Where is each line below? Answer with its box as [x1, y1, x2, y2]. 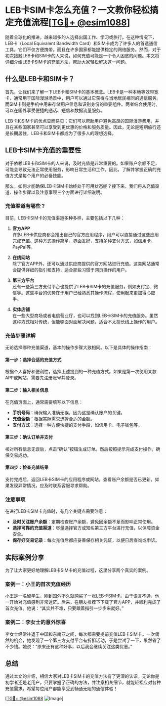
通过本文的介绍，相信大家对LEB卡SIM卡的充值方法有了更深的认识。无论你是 [5, 673, 160, 679]
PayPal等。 [12, 244, 36, 250]
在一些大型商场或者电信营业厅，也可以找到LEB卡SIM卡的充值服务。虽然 [12, 312, 158, 318]
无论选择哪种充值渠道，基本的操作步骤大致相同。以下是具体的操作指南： [5, 345, 152, 351]
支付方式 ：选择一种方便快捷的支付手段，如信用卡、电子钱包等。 [12, 422, 142, 428]
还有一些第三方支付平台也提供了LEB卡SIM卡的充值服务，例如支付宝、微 [12, 283, 158, 289]
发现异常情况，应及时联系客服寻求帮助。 [9, 483, 92, 488]
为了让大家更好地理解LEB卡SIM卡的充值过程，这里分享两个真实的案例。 [5, 567, 151, 574]
